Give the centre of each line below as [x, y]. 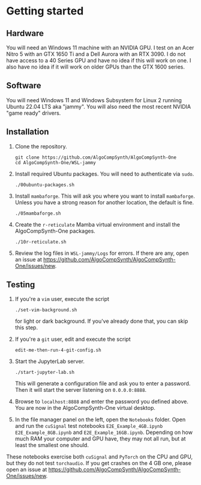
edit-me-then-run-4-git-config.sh [58, 350]
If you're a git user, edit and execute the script [73, 339]
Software [24, 86]
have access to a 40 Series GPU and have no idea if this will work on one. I [99, 60]
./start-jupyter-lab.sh [45, 373]
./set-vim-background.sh [46, 310]
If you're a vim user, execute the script [62, 299]
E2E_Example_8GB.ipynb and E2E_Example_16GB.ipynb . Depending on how [104, 432]
